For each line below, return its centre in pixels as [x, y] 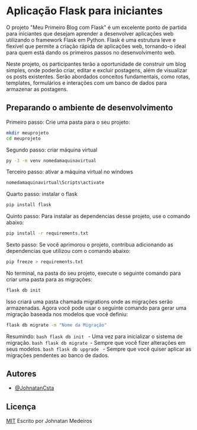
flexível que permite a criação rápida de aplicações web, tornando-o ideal [96, 46]
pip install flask [29, 205]
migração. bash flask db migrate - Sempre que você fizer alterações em [96, 342]
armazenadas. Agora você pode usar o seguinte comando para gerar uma [96, 308]
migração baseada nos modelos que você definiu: [67, 314]
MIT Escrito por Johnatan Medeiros [49, 421]
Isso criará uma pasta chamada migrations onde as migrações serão [90, 301]
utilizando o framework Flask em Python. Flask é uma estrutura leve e [91, 40]
